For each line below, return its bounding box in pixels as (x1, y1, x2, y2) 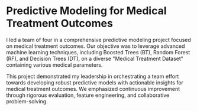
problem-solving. (6, 97, 49, 105)
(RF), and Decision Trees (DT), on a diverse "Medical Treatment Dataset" (6, 55, 183, 62)
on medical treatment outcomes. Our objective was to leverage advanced (6, 43, 185, 50)
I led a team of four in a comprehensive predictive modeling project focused (6, 36, 191, 43)
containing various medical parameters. (6, 61, 103, 68)
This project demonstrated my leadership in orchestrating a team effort (6, 73, 179, 80)
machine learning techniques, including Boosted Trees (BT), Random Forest (6, 48, 190, 56)
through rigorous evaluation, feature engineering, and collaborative (6, 92, 170, 99)
